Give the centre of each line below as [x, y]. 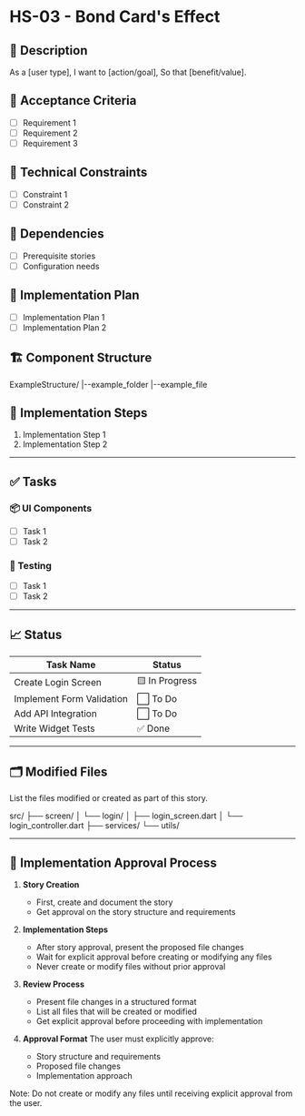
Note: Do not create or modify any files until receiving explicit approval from [151, 1093]
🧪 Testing [31, 566]
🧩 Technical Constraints [79, 172]
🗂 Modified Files [59, 771]
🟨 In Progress [167, 681]
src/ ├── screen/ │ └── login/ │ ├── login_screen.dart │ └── [126, 816]
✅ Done [153, 728]
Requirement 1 [49, 122]
